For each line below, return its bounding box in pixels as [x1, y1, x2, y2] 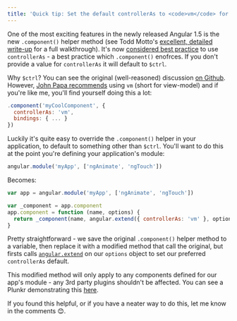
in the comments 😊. [7, 307, 66, 315]
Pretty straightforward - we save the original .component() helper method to [7, 234, 227, 243]
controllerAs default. [7, 257, 69, 265]
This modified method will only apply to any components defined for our [7, 271, 217, 279]
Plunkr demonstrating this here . [7, 286, 99, 294]
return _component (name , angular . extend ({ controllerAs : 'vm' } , [13, 215, 210, 222]
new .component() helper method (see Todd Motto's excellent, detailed [7, 37, 213, 46]
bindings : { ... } [13, 115, 68, 122]
